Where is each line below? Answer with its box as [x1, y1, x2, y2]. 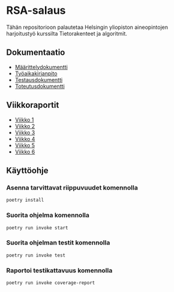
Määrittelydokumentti [14, 63, 68, 70]
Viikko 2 [14, 122, 35, 129]
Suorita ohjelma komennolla [6, 211, 90, 220]
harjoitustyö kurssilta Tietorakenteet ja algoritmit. [6, 30, 127, 37]
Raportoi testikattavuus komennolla [6, 266, 113, 275]
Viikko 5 [14, 141, 35, 149]
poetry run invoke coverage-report [6, 280, 95, 286]
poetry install [6, 197, 44, 203]
